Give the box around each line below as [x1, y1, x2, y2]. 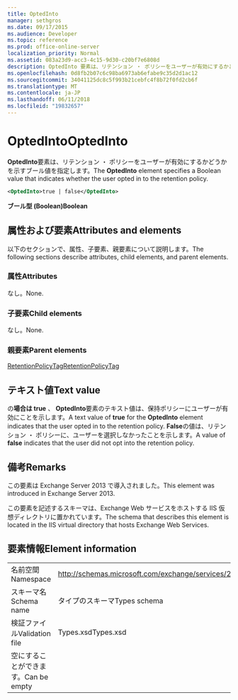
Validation [18, 628, 51, 638]
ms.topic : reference [7, 37, 69, 44]
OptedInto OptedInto [7, 133, 128, 149]
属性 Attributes [7, 271, 58, 281]
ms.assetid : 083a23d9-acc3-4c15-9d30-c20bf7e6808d [7, 57, 160, 64]
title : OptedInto [7, 10, 59, 18]
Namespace [11, 574, 52, 584]
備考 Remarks [7, 461, 67, 473]
